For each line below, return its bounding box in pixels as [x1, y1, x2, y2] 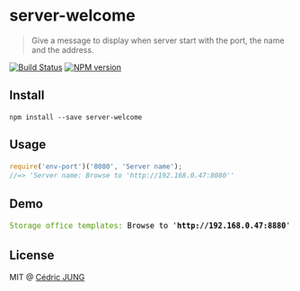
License [9, 248, 55, 263]
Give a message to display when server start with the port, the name [31, 35, 285, 46]
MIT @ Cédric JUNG [9, 271, 85, 282]
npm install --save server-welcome [9, 113, 143, 122]
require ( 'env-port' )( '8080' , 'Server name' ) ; [9, 162, 182, 171]
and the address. [31, 44, 94, 55]
